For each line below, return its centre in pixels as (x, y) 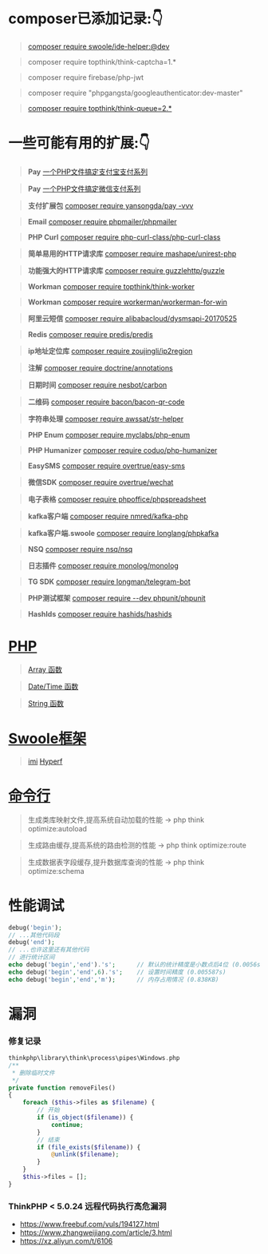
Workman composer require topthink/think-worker (111, 286)
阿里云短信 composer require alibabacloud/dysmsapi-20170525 (132, 318)
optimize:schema (56, 871)
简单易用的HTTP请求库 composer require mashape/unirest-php (132, 253)
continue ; (67, 1125)
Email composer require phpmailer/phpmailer (102, 221)
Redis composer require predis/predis (90, 334)
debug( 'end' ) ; (32, 942)
